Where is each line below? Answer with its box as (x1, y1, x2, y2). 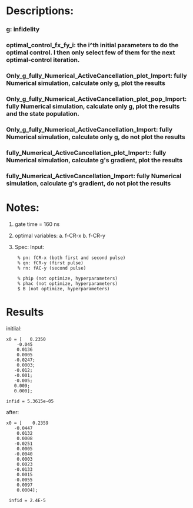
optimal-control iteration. (6, 56, 80, 64)
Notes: (6, 201, 40, 214)
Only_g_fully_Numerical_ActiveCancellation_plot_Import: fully (6, 71, 187, 80)
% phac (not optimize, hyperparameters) (17, 280, 118, 287)
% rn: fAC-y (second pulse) (17, 265, 86, 271)
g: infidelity (6, 25, 40, 34)
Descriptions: (6, 4, 74, 18)
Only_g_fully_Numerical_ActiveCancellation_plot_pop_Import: (6, 94, 187, 103)
